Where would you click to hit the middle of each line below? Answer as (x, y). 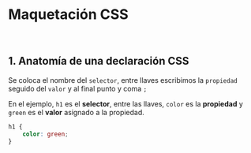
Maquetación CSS (68, 15)
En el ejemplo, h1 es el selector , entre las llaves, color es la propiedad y (126, 103)
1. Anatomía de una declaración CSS (99, 61)
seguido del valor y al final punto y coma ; (78, 88)
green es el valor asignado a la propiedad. (76, 112)
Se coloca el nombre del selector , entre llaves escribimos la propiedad (123, 80)
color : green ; (45, 134)
